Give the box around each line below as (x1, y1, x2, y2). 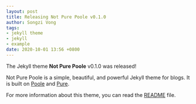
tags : (6, 25, 19, 31)
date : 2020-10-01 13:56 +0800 (6, 47, 80, 53)
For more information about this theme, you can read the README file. (6, 91, 176, 98)
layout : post (6, 8, 38, 15)
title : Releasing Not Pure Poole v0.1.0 (6, 14, 107, 20)
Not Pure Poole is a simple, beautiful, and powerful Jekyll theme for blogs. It (6, 74, 190, 81)
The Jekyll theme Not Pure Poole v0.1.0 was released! (6, 63, 137, 70)
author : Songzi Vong (6, 19, 57, 25)
